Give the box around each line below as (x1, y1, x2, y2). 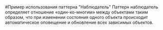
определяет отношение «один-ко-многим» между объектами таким (5, 9, 148, 15)
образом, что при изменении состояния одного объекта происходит (5, 15, 148, 20)
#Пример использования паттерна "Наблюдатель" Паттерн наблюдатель (5, 4, 158, 10)
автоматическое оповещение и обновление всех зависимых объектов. (5, 19, 154, 25)
